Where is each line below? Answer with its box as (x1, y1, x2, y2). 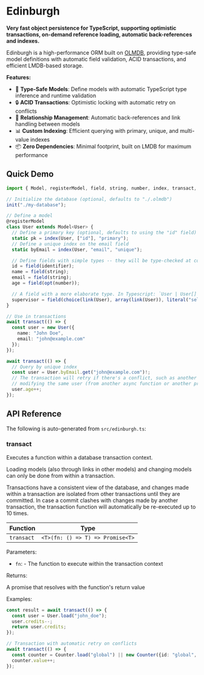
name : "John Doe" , (17, 330, 64, 336)
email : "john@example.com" (17, 336, 86, 342)
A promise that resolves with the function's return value (6, 583, 146, 591)
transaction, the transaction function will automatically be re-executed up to (6, 503, 196, 510)
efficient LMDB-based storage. (6, 62, 84, 69)
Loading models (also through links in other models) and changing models (6, 466, 192, 473)
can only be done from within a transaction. (6, 472, 115, 479)
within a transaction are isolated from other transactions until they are (6, 490, 180, 497)
